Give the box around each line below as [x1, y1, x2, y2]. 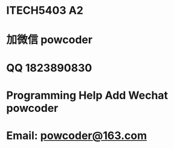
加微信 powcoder [6, 33, 92, 47]
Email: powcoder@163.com [6, 129, 147, 142]
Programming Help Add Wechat [6, 88, 168, 102]
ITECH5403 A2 [6, 4, 83, 17]
